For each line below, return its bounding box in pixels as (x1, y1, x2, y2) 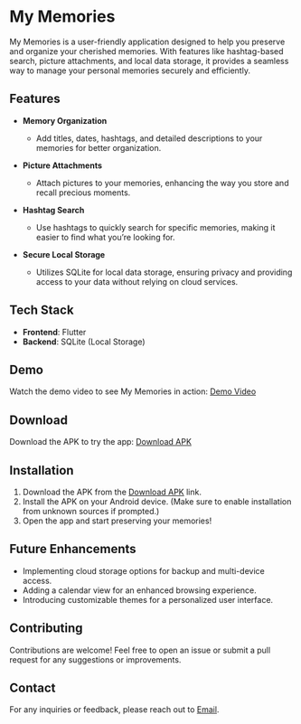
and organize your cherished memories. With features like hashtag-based (9, 45, 284, 56)
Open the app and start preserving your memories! (22, 515, 212, 526)
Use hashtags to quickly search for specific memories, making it (35, 221, 276, 232)
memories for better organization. (35, 142, 162, 153)
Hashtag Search (22, 204, 85, 215)
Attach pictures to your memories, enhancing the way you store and (35, 177, 289, 188)
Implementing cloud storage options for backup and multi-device (22, 565, 265, 576)
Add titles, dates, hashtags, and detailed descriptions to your (35, 133, 263, 144)
